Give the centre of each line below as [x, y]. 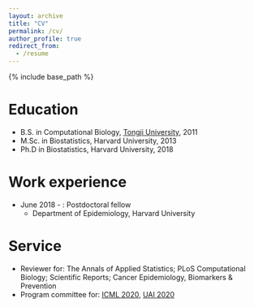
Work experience [68, 182]
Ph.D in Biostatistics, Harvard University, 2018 [97, 149]
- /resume [32, 54]
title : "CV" [28, 24]
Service [35, 246]
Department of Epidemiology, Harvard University [114, 213]
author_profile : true [45, 39]
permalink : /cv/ [36, 31]
